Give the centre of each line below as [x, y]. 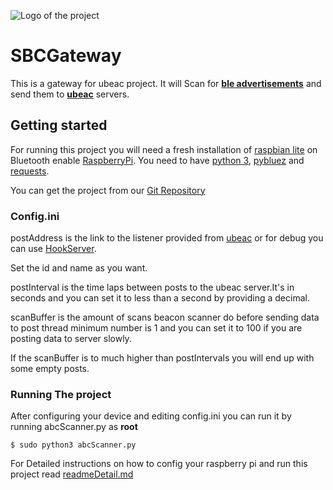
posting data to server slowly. [71, 339]
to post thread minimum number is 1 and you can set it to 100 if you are [156, 328]
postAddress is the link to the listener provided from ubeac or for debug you [167, 238]
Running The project [61, 394]
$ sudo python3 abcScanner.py [73, 445]
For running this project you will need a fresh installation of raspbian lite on [164, 149]
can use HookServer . [53, 249]
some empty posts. [50, 369]
